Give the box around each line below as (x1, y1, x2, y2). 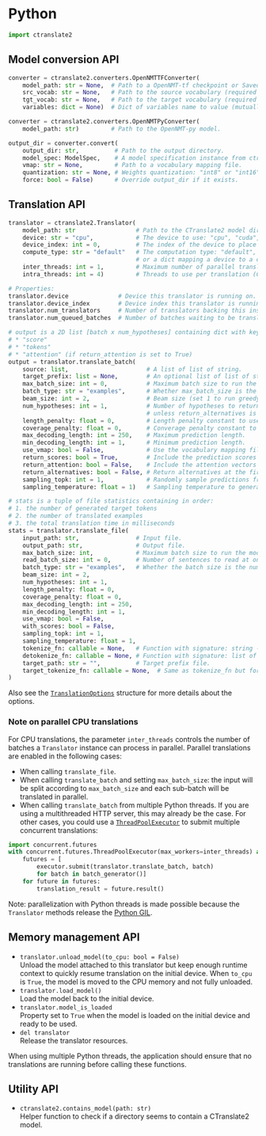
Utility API (8, 1082, 59, 1096)
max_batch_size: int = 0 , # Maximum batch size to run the (22, 380, 257, 388)
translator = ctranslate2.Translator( (8, 218, 136, 226)
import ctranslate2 (8, 31, 73, 39)
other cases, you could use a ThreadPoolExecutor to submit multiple (19, 817, 240, 826)
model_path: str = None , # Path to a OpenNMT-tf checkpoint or (22, 81, 239, 89)
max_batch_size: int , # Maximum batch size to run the (22, 549, 246, 557)
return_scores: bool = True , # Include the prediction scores (22, 454, 257, 462)
